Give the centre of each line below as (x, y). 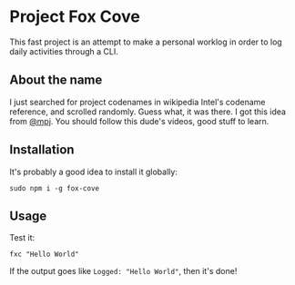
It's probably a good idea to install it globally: (93, 172)
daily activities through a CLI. (64, 51)
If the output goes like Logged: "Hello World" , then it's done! (123, 271)
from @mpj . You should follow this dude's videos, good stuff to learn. (139, 121)
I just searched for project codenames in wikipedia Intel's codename (137, 102)
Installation (42, 150)
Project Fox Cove (75, 17)
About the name (56, 80)
